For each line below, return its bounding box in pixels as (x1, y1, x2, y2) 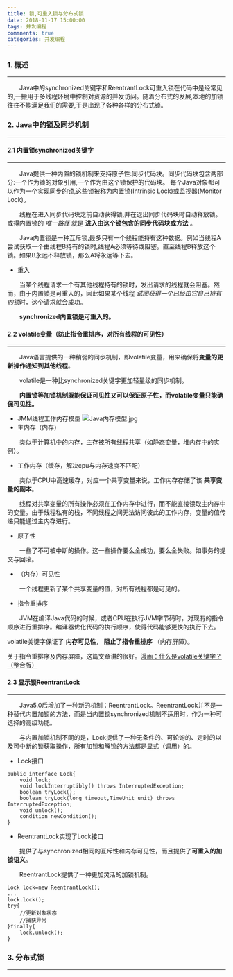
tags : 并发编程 (7, 23, 47, 30)
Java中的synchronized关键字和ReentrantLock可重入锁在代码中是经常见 (19, 84, 223, 92)
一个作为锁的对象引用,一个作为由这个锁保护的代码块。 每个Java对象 (15, 178, 209, 186)
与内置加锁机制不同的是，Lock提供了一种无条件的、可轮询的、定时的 (19, 733, 216, 742)
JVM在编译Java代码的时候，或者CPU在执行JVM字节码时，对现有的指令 (19, 614, 224, 622)
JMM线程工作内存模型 (17, 414, 81, 423)
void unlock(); (19, 807, 64, 814)
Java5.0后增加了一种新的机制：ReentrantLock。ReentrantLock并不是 (19, 702, 216, 710)
